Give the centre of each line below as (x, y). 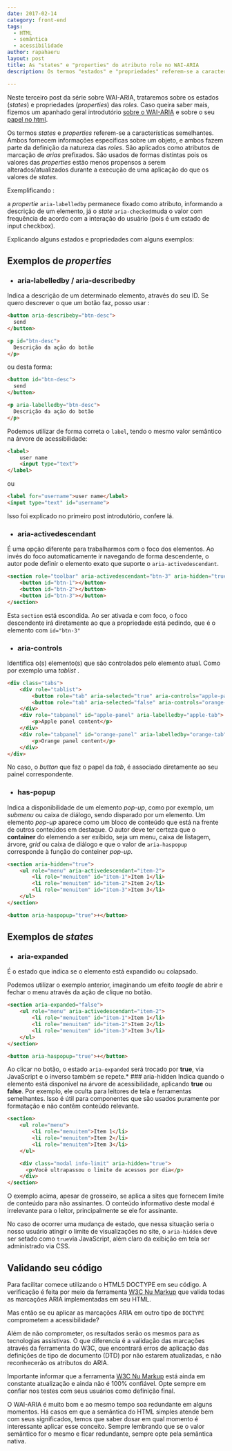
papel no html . (28, 119)
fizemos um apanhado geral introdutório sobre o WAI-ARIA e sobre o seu (111, 112)
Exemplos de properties (59, 261)
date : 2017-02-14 (32, 13)
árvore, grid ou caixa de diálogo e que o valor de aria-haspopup (97, 844)
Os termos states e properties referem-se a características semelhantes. (110, 133)
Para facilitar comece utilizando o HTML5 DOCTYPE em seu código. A (107, 1284)
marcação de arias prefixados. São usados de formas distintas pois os (108, 155)
